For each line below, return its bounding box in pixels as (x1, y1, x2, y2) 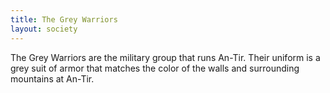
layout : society (10, 24, 78, 34)
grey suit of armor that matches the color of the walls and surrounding (10, 62, 300, 74)
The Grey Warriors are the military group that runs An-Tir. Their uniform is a (10, 51, 321, 63)
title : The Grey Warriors (10, 14, 118, 25)
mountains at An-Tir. (10, 72, 95, 85)
